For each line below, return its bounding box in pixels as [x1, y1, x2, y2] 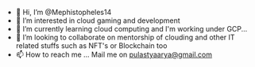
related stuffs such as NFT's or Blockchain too [15, 41, 168, 50]
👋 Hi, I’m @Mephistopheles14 [15, 8, 112, 17]
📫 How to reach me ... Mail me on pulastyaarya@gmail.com [15, 50, 213, 59]
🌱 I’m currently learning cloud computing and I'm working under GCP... [15, 24, 248, 33]
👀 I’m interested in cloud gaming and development [15, 16, 180, 25]
